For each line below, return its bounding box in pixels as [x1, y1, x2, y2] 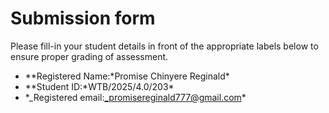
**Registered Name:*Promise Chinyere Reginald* [24, 70, 230, 82]
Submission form [10, 7, 156, 30]
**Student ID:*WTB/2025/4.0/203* [24, 80, 175, 92]
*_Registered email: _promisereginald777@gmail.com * [24, 91, 247, 103]
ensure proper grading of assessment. [10, 50, 169, 62]
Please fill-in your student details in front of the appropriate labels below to [10, 40, 319, 52]
